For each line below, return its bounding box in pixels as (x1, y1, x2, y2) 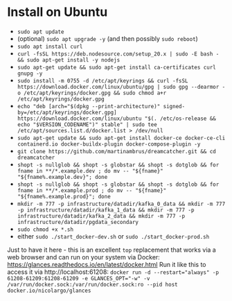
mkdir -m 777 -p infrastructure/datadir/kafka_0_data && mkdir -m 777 (17, 200, 226, 207)
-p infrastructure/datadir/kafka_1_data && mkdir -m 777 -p (17, 206, 195, 214)
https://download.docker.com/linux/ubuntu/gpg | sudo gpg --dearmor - (17, 83, 226, 90)
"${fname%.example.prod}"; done (17, 193, 111, 200)
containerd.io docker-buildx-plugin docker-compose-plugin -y (17, 140, 201, 148)
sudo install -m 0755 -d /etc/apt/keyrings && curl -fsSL (17, 77, 188, 84)
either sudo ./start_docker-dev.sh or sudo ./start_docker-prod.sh (17, 232, 210, 240)
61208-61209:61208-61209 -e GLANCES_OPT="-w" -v (7, 275, 150, 282)
